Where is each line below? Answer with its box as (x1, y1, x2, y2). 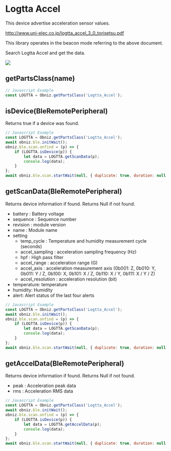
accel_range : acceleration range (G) (20, 260, 98, 266)
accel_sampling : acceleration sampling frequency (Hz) (20, 249, 137, 255)
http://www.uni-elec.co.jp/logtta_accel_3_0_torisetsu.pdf (5, 30, 124, 36)
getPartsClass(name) (5, 74, 75, 83)
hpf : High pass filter (20, 254, 64, 260)
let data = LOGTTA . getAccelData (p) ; (24, 422, 102, 427)
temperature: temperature (12, 281, 68, 287)
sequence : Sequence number (12, 216, 77, 222)
